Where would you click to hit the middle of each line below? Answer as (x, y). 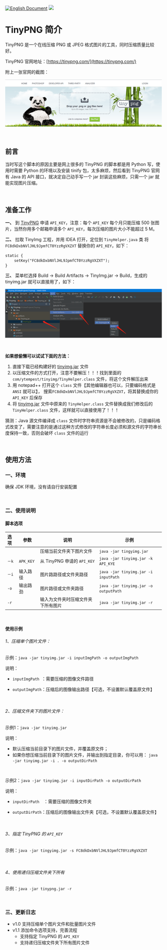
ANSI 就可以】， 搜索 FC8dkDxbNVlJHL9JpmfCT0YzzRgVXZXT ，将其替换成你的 (85, 391)
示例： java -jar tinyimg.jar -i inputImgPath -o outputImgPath (72, 657)
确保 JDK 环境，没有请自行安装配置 (41, 487)
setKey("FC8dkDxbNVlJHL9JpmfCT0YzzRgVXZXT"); (62, 261)
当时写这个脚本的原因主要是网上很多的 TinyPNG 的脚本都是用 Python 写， (81, 165)
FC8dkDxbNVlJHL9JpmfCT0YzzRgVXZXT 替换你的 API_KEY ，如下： (67, 246)
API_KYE (107, 564)
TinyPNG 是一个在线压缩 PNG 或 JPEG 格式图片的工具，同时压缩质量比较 (80, 44)
